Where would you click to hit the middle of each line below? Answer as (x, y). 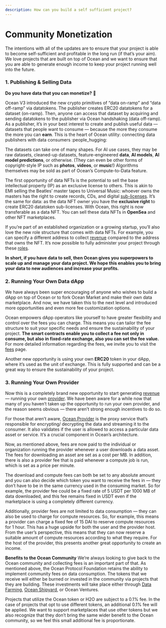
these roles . (17, 248)
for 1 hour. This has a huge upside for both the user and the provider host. (81, 527)
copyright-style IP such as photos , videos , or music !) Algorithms (72, 165)
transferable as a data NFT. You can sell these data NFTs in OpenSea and (80, 212)
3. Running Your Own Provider (42, 382)
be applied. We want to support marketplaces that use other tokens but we (81, 610)
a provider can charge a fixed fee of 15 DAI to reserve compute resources (80, 522)
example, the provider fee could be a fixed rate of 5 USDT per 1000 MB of (81, 491)
